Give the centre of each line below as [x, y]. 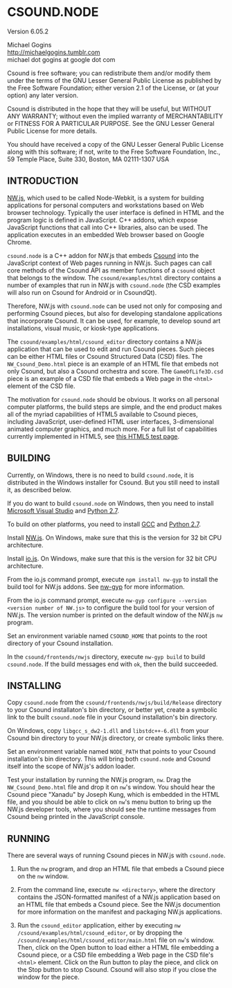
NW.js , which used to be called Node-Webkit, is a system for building [106, 197]
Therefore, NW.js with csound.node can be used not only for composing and [115, 306]
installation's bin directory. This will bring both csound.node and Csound [109, 759]
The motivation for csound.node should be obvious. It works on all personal [113, 399]
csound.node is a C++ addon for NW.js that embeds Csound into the [103, 255]
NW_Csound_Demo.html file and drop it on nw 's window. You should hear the [111, 787]
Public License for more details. [52, 131]
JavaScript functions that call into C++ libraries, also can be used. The [108, 227]
